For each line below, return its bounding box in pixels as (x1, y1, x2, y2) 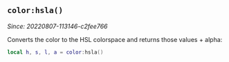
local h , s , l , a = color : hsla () (7, 48, 104, 56)
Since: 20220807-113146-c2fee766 (7, 22, 108, 30)
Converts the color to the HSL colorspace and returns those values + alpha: (7, 35, 223, 43)
